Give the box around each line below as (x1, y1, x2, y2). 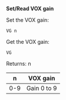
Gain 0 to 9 (26, 84, 57, 92)
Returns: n (6, 60, 31, 67)
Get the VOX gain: (6, 38, 50, 45)
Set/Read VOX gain (6, 5, 54, 12)
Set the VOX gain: (6, 17, 49, 23)
